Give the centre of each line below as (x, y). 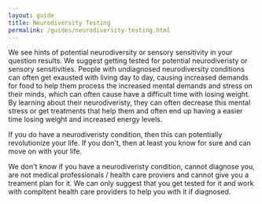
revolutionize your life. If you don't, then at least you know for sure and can (130, 143)
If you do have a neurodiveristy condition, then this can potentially (115, 135)
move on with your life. (45, 151)
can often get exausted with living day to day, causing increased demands (129, 78)
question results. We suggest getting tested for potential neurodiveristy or (128, 61)
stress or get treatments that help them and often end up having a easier (125, 111)
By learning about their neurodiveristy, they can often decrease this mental (129, 102)
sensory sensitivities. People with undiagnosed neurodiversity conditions (127, 69)
